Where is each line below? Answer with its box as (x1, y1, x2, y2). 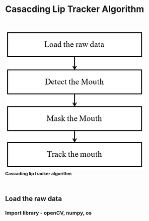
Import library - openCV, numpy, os (5, 210, 92, 217)
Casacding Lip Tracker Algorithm (5, 3, 145, 15)
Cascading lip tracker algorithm (5, 170, 72, 176)
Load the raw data (5, 195, 62, 203)
